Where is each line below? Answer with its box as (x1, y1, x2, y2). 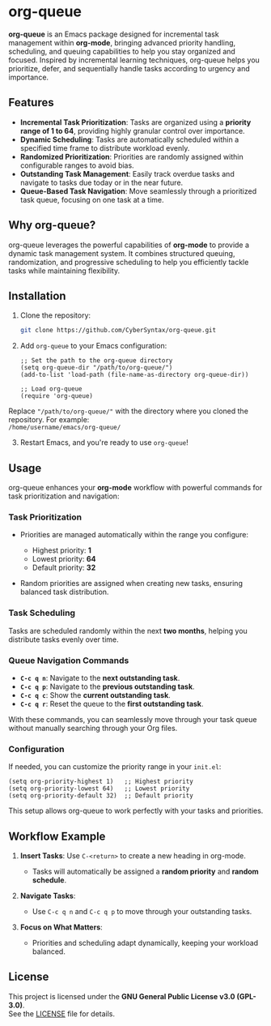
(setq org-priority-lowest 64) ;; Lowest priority (8, 784, 190, 793)
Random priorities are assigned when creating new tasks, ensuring (19, 579, 243, 588)
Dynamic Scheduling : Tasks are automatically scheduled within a (19, 135, 239, 144)
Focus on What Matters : (19, 922, 103, 932)
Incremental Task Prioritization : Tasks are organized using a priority (19, 117, 252, 127)
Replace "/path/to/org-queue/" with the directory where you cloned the (8, 406, 249, 416)
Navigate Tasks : (19, 891, 76, 901)
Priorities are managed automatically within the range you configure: (19, 530, 249, 540)
